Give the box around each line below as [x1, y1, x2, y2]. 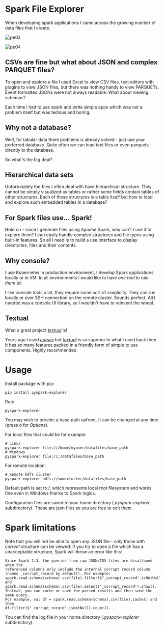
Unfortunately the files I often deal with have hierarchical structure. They [5, 184, 152, 190]
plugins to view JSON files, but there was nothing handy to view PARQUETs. [5, 84, 159, 90]
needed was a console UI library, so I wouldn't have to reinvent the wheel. [5, 300, 155, 305]
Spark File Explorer [5, 3, 84, 15]
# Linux [5, 441, 21, 446]
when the [5, 562, 23, 568]
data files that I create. [5, 25, 51, 30]
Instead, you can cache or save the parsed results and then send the [5, 588, 153, 593]
